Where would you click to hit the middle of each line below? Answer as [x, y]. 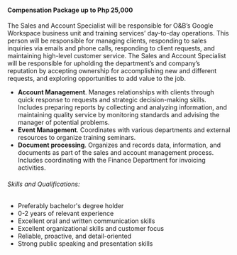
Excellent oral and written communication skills [86, 221]
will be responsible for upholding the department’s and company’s [104, 63]
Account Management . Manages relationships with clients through [116, 92]
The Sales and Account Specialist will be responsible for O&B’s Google [110, 26]
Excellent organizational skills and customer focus [91, 229]
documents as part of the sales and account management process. [116, 153]
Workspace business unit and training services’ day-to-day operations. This [118, 33]
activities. [32, 168]
